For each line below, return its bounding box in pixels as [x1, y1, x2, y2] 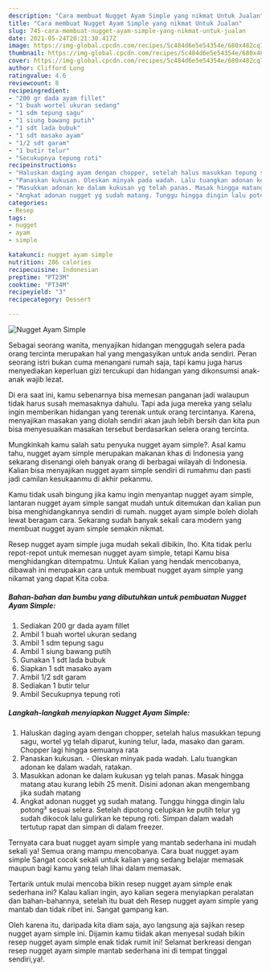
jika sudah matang [19, 788, 81, 797]
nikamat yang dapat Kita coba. [8, 574, 110, 583]
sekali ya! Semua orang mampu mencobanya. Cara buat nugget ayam [8, 846, 239, 855]
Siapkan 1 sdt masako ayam [19, 663, 112, 673]
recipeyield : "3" [8, 288, 67, 296]
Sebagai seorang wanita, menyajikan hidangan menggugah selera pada [8, 340, 245, 350]
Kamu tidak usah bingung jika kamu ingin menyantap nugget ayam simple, [8, 490, 255, 499]
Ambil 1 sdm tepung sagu [19, 637, 104, 648]
